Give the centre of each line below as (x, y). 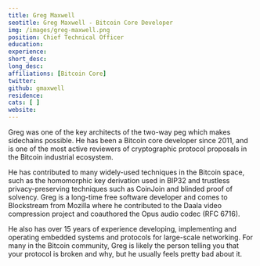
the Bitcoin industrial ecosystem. (61, 157)
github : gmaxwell (36, 88)
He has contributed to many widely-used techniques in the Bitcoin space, (126, 172)
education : (26, 45)
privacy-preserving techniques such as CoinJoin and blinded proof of (121, 189)
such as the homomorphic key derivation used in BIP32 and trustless (119, 180)
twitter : (22, 81)
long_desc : (26, 66)
